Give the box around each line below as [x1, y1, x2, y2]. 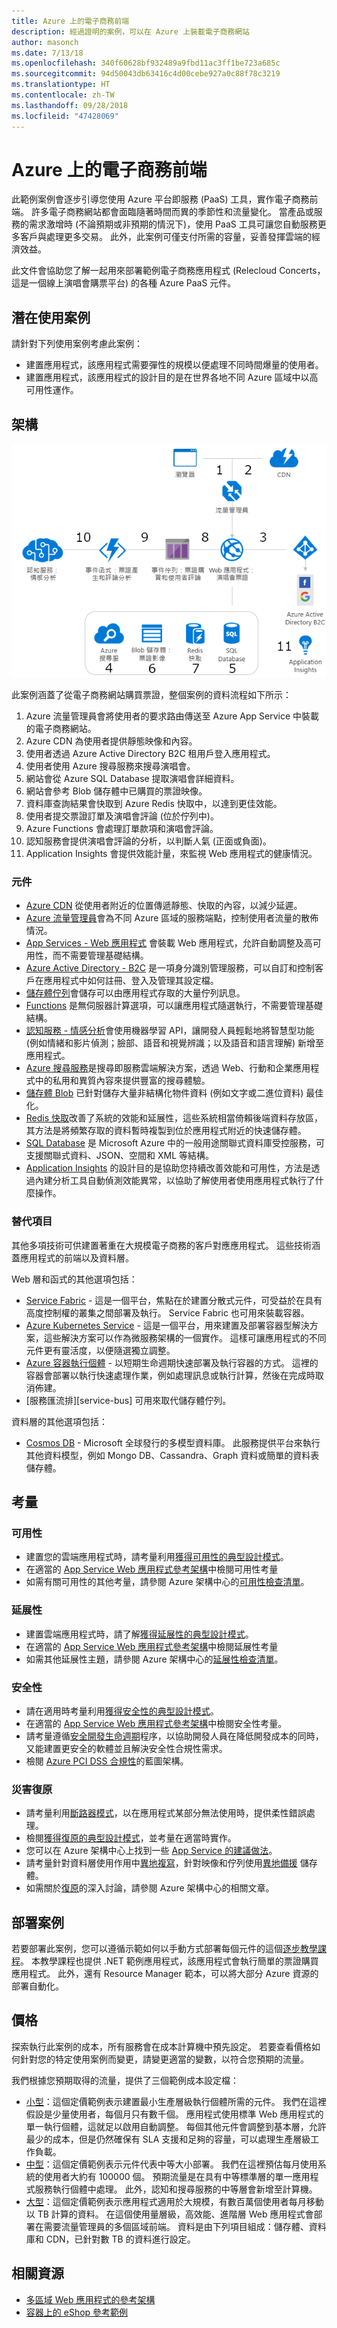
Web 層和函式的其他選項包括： [11, 1273, 138, 1285]
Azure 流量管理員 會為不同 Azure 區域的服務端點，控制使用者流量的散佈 [25, 912, 319, 924]
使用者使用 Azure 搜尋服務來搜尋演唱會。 [25, 760, 196, 772]
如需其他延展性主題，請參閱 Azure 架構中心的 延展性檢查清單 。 [25, 1653, 284, 1665]
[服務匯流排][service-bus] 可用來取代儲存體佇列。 [25, 1394, 232, 1406]
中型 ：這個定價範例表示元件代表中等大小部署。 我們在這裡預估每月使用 [25, 2158, 318, 2170]
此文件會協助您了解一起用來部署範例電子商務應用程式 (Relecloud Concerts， [11, 265, 326, 277]
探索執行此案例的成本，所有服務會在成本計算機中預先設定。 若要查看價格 [11, 2040, 312, 2052]
